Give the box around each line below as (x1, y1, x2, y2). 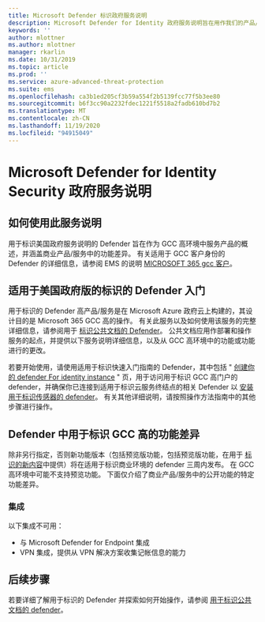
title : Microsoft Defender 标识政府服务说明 (8, 11, 147, 20)
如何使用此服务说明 (8, 217, 102, 230)
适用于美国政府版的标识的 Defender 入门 (8, 284, 206, 297)
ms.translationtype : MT (8, 107, 87, 115)
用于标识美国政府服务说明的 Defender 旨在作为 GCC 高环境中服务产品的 (8, 239, 242, 248)
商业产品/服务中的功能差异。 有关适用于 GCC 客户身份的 (42, 248, 226, 258)
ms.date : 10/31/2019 (8, 56, 77, 64)
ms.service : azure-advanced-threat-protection (8, 77, 164, 85)
